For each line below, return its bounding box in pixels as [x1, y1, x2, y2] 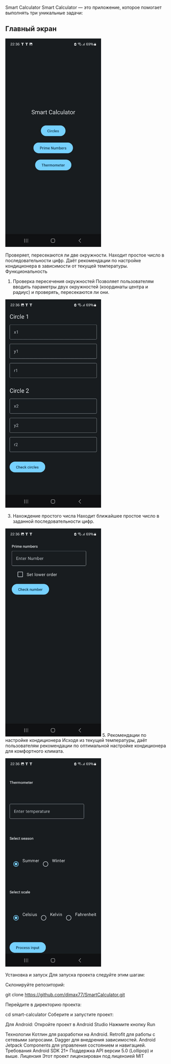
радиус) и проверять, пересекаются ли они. [12, 289, 110, 295]
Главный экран [5, 25, 57, 33]
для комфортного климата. [5, 748, 64, 754]
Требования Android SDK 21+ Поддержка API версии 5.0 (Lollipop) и [5, 1048, 153, 1054]
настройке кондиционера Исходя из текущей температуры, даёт [5, 737, 148, 743]
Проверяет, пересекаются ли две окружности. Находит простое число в [5, 252, 164, 258]
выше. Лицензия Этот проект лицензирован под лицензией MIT [5, 1053, 144, 1059]
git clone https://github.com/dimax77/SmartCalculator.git [5, 992, 125, 998]
